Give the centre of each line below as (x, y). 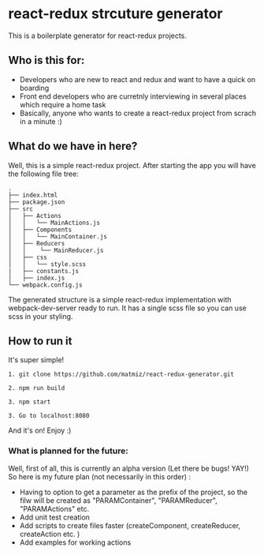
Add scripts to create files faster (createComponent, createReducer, (130, 525)
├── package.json (37, 202)
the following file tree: (43, 174)
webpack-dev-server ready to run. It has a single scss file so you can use (127, 308)
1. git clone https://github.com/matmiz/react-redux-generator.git (121, 375)
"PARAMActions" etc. (54, 508)
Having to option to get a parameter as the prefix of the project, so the (134, 492)
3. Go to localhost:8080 (49, 416)
